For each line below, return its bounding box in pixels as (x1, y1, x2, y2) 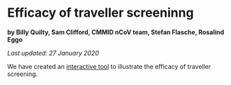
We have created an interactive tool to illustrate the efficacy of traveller (7, 62, 211, 70)
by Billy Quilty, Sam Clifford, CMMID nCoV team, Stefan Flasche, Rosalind (7, 28, 225, 36)
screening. (7, 70, 38, 78)
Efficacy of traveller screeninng (7, 5, 194, 21)
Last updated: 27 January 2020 (7, 49, 99, 57)
